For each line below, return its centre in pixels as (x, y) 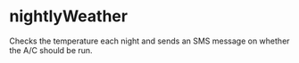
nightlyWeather (68, 16)
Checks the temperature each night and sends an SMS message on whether (149, 41)
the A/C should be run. (51, 50)
